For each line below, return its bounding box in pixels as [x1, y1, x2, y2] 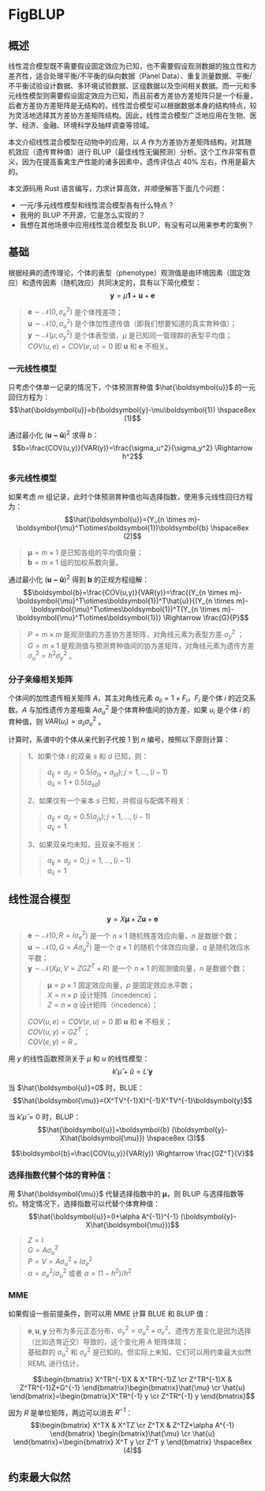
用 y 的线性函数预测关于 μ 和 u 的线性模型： [8, 1054, 150, 1063]
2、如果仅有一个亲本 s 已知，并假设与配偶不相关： [27, 796, 192, 805]
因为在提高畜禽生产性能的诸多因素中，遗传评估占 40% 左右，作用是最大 [21, 157, 256, 167]
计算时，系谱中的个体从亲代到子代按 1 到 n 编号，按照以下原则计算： [8, 734, 230, 744]
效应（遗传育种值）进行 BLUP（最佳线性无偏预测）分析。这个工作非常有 [14, 148, 250, 156]
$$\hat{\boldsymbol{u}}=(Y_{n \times [64, 515, 187, 524]
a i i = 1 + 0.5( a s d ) [47, 777, 101, 789]
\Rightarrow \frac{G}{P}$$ [162, 613, 249, 623]
